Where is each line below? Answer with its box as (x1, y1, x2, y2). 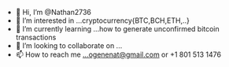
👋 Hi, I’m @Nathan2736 (15, 8, 92, 17)
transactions (15, 32, 57, 42)
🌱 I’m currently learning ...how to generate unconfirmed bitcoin (15, 24, 220, 33)
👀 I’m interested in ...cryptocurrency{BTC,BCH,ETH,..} (15, 16, 190, 25)
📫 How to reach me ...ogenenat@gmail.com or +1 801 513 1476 (15, 50, 222, 59)
